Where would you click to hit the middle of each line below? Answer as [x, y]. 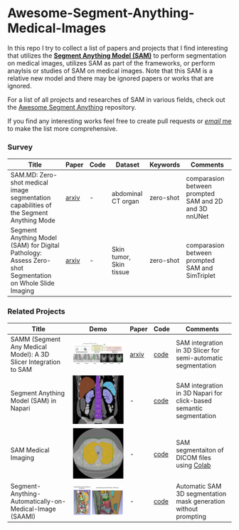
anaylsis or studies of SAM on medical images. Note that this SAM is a [110, 71]
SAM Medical [30, 450]
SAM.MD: [24, 175]
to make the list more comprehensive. [63, 128]
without [187, 509]
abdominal [127, 194]
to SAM [21, 369]
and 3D [197, 209]
